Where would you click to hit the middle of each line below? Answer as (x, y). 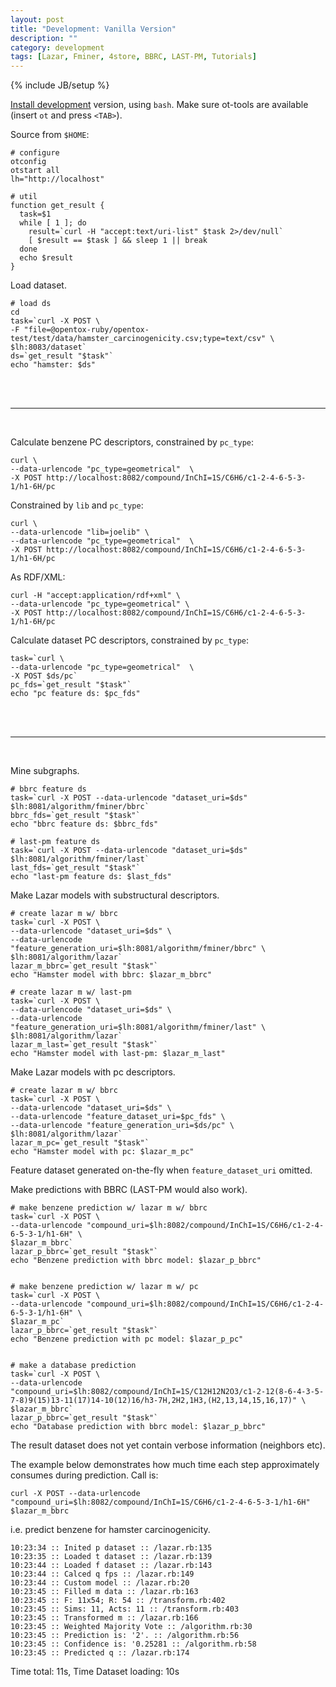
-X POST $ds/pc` (44, 676)
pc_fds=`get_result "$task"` (71, 685)
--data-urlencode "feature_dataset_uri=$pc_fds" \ (118, 1117)
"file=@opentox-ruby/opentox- (86, 330)
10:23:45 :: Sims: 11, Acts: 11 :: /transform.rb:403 (125, 1609)
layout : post (37, 19)
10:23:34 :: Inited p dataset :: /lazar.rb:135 (111, 1548)
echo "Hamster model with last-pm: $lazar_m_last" (118, 1054)
